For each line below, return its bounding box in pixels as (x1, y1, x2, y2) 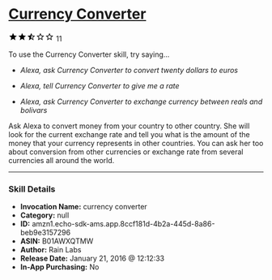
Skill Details (8, 183, 56, 195)
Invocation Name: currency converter (19, 202, 147, 212)
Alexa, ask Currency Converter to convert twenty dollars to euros (19, 65, 239, 75)
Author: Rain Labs (19, 245, 82, 255)
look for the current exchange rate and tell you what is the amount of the (8, 129, 250, 139)
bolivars (19, 105, 48, 114)
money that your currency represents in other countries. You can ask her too (8, 138, 264, 148)
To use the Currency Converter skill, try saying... (8, 50, 170, 59)
